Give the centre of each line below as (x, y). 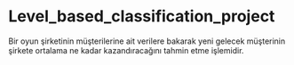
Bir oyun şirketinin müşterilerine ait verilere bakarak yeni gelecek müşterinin (147, 41)
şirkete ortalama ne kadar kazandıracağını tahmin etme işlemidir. (126, 50)
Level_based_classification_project (142, 16)
